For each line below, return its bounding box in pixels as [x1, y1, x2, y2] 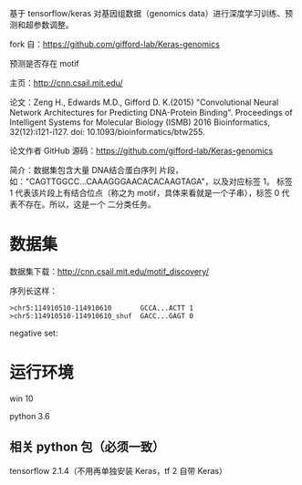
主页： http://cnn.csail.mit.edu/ [9, 77, 123, 88]
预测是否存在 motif [9, 58, 79, 68]
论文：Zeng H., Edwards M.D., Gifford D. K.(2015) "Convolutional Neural [9, 97, 279, 108]
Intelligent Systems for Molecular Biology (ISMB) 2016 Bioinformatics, [9, 117, 271, 128]
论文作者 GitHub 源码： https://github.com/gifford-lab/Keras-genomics [9, 145, 274, 156]
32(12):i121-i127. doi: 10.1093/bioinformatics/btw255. [9, 127, 205, 137]
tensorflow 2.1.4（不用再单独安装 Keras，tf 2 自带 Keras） [9, 465, 228, 476]
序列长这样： [9, 285, 57, 296]
